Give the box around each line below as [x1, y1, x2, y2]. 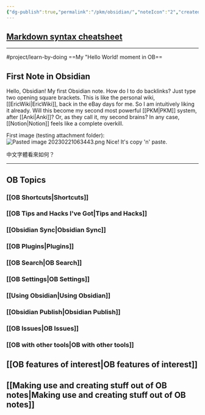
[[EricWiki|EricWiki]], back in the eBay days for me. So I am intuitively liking [6, 100, 195, 108]
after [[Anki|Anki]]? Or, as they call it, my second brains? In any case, [6, 114, 180, 121]
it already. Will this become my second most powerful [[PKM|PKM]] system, [6, 107, 197, 114]
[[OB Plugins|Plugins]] [6, 242, 74, 251]
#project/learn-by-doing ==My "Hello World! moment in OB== [6, 53, 163, 61]
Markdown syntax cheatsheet [6, 32, 123, 42]
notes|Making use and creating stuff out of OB [6, 389, 186, 400]
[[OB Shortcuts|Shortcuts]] [6, 193, 89, 202]
